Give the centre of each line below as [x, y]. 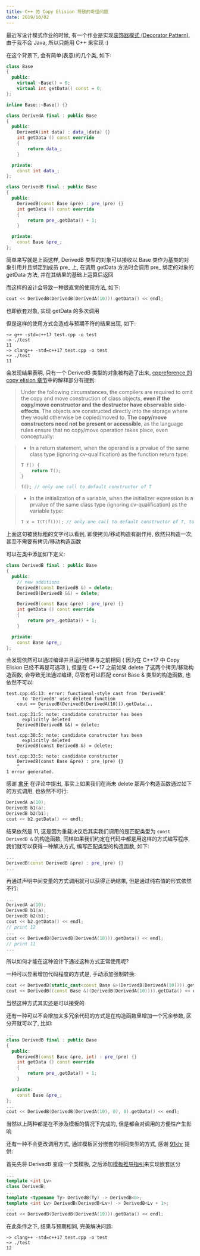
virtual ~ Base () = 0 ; [43, 83]
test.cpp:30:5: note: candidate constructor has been [74, 736]
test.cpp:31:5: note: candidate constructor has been [74, 715]
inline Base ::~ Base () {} [37, 105]
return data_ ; [45, 149]
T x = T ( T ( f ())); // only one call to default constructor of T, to [107, 522]
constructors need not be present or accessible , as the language [102, 423]
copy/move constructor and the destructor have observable [96, 404]
